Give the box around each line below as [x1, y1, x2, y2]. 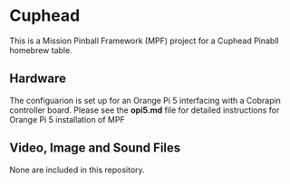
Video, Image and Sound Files [9, 141, 181, 156]
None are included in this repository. [9, 164, 145, 175]
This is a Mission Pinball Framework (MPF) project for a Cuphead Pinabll [9, 35, 279, 46]
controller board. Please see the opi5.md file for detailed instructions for [9, 105, 280, 115]
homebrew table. [9, 44, 72, 55]
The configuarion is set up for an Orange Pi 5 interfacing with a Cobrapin [9, 95, 281, 106]
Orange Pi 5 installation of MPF [9, 114, 125, 124]
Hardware [9, 71, 66, 87]
